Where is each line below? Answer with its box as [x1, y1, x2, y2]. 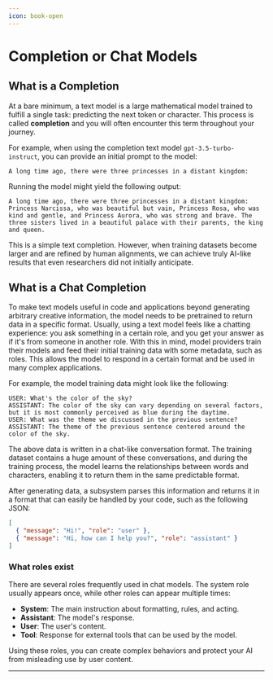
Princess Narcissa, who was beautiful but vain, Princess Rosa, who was [8, 204, 260, 213]
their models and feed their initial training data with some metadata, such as [8, 345, 262, 355]
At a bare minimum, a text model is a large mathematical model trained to [8, 101, 253, 111]
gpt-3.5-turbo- [183, 144, 235, 152]
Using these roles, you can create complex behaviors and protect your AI [8, 646, 253, 656]
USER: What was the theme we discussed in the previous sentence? [8, 416, 238, 424]
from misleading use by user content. [8, 655, 134, 665]
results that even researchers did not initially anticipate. [8, 257, 194, 267]
